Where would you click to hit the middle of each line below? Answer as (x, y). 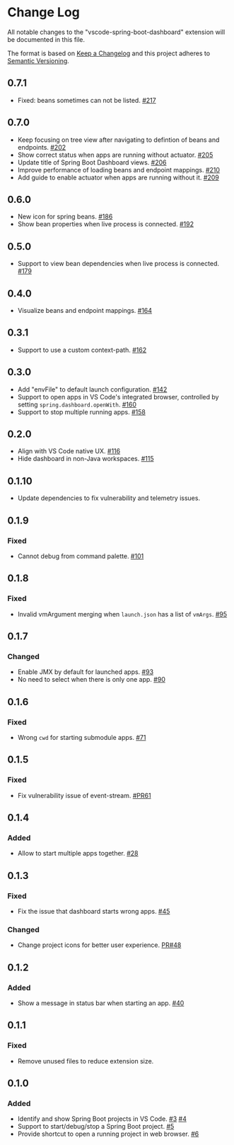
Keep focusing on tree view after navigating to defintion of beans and (118, 140)
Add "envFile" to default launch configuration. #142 (92, 389)
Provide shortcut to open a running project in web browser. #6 (108, 1134)
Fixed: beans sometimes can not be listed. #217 (87, 100)
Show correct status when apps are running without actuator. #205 (115, 155)
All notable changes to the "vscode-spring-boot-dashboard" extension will (116, 32)
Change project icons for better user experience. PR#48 (99, 945)
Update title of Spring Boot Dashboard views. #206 (92, 162)
